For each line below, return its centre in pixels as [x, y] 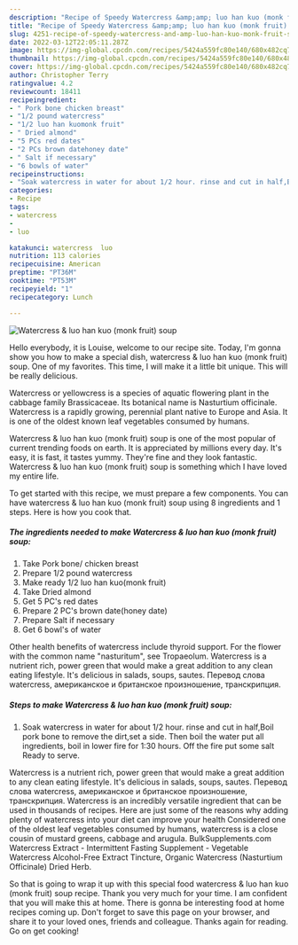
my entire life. [34, 476]
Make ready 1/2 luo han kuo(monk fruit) [94, 582]
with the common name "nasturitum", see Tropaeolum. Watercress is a [138, 656]
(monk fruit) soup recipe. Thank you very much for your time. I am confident [149, 894]
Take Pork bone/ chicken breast [80, 564]
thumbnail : [29, 59]
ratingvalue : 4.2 [41, 83]
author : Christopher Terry [59, 75]
